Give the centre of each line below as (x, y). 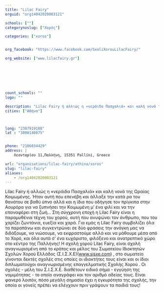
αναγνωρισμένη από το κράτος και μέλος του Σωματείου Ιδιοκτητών (75, 249)
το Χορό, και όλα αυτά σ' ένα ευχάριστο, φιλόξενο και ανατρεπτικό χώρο (80, 239)
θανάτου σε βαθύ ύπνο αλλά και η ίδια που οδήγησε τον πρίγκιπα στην (78, 202)
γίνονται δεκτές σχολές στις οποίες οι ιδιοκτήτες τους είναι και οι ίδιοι (77, 259)
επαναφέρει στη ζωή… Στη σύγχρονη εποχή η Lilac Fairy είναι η (70, 212)
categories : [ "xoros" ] (28, 37)
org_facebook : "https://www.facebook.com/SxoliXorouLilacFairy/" (73, 49)
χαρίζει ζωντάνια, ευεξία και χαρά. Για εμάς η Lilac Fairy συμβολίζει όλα (80, 223)
